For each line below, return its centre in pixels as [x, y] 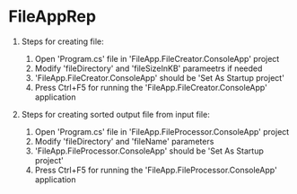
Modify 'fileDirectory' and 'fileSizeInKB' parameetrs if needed [148, 68]
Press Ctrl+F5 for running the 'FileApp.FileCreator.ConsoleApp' [151, 87]
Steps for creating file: [62, 41]
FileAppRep [52, 17]
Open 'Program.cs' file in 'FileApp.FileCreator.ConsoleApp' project [157, 58]
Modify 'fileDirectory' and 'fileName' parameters [124, 141]
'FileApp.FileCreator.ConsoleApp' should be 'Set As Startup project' [159, 77]
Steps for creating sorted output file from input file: [115, 114]
